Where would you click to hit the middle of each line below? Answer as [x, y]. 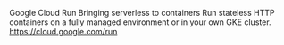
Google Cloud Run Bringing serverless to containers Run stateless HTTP [142, 13]
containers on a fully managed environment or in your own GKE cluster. [140, 22]
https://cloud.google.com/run [63, 31]
